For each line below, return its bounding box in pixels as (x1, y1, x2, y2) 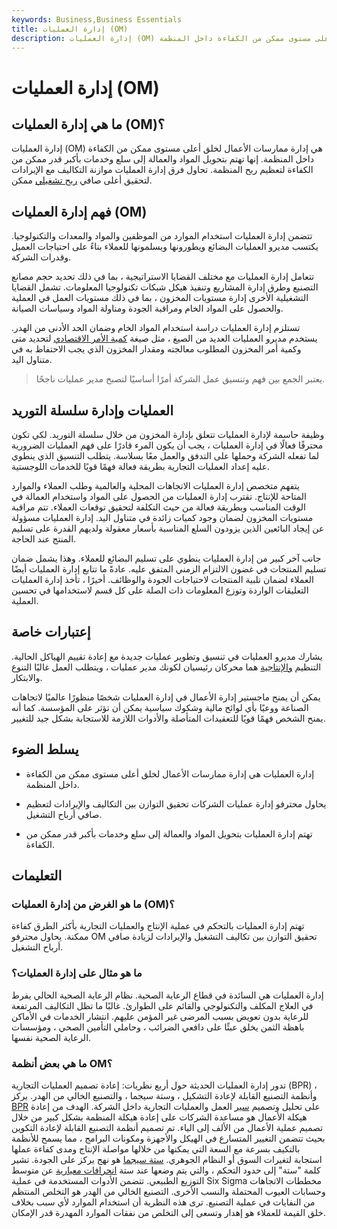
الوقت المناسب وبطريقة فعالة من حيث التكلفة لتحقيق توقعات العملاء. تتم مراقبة (11, 501, 306, 513)
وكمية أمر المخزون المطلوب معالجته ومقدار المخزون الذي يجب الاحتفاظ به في (11, 343, 302, 355)
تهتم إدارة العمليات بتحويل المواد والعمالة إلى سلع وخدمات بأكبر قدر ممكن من (25, 827, 313, 840)
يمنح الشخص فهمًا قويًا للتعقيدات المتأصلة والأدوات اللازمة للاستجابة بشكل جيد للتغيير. (11, 712, 326, 724)
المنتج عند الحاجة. (11, 533, 77, 545)
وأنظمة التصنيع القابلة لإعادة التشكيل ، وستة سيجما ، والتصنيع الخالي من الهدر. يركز (11, 1089, 318, 1101)
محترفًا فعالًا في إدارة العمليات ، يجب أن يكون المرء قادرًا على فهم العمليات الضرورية (11, 439, 324, 451)
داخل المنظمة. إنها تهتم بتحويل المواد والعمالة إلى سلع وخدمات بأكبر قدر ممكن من (11, 153, 314, 165)
